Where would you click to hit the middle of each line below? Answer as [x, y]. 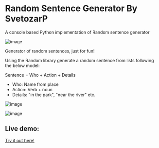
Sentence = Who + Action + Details [40, 75]
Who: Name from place [35, 84]
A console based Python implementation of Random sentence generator [77, 32]
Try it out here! [20, 140]
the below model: [22, 66]
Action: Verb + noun [32, 89]
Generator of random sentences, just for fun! [50, 51]
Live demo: [22, 129]
